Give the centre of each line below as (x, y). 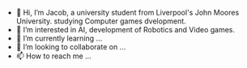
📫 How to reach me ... (53, 56)
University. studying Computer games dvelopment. (101, 21)
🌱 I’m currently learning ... (59, 38)
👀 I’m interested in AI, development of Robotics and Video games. (126, 30)
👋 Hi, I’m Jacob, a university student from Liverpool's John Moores (128, 13)
